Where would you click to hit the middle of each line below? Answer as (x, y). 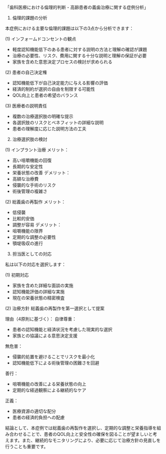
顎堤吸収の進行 (28, 243)
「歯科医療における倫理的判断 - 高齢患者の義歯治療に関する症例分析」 (77, 7)
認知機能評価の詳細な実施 (38, 292)
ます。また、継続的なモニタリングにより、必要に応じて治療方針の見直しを (85, 440)
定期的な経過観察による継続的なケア (49, 390)
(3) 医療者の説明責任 (26, 106)
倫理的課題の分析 (30, 18)
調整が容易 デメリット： (37, 225)
